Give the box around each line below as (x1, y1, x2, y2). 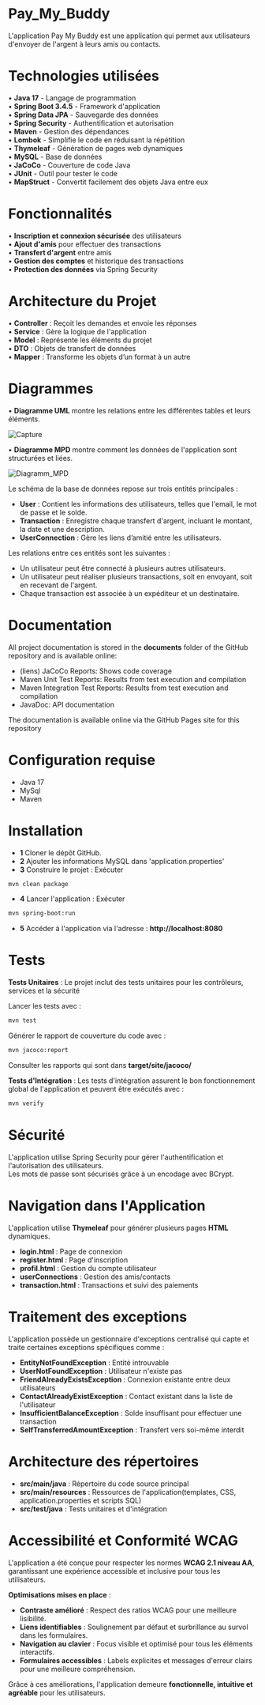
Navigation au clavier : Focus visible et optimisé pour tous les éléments (19, 1639, 253, 1648)
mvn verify (8, 1100, 44, 1107)
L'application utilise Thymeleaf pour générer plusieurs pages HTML (8, 1223, 229, 1232)
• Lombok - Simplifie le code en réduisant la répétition (8, 135, 185, 145)
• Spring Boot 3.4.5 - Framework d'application (8, 101, 161, 111)
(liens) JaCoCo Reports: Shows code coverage (19, 666, 172, 676)
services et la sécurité (8, 986, 80, 996)
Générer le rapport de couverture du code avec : (8, 1031, 166, 1040)
